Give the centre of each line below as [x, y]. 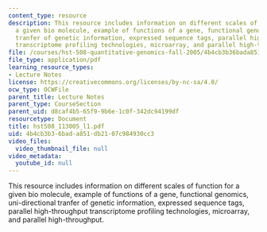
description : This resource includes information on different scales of [133, 23]
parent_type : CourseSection [55, 104]
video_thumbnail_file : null [62, 149]
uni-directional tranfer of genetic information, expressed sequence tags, [126, 203]
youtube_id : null [44, 164]
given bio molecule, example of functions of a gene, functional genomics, [128, 195]
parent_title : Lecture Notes [56, 97]
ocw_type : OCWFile [39, 89]
